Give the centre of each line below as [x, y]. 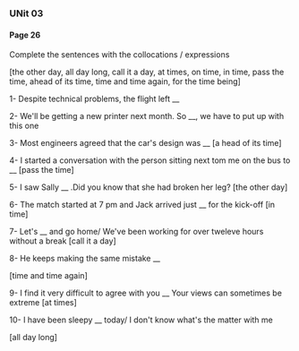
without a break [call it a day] [63, 241]
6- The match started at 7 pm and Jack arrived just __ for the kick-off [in [142, 205]
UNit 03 [26, 13]
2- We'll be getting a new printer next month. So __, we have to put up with [147, 116]
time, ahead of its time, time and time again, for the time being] [125, 81]
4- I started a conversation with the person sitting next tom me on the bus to [150, 160]
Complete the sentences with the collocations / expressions [120, 55]
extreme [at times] [43, 303]
